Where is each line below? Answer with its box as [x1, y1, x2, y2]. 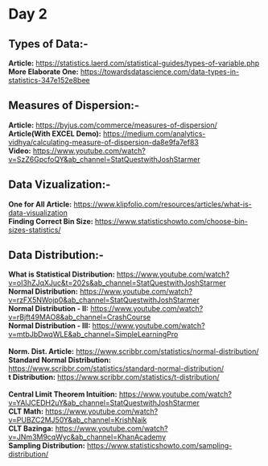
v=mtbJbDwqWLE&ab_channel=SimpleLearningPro [8, 330, 179, 339]
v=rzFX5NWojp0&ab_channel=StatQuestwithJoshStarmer [8, 295, 200, 305]
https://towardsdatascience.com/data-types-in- [80, 67, 240, 77]
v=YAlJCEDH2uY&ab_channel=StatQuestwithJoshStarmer [8, 398, 200, 408]
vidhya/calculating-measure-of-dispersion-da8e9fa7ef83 [8, 137, 200, 147]
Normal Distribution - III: [8, 321, 91, 331]
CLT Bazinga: [8, 424, 54, 434]
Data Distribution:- [8, 248, 105, 262]
